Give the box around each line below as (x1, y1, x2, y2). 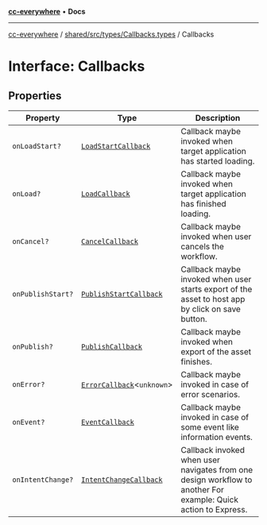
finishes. (180, 357, 213, 367)
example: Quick (180, 494, 239, 505)
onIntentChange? (12, 476, 74, 484)
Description (195, 113, 241, 123)
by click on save (180, 303, 241, 315)
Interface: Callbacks (8, 57, 145, 75)
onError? (12, 380, 45, 388)
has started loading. (180, 156, 255, 166)
